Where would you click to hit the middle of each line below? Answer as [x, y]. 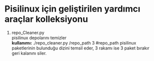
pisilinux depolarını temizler [39, 38]
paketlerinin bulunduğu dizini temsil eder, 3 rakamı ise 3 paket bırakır [80, 48]
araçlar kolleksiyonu [46, 19]
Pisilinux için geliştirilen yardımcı [72, 9]
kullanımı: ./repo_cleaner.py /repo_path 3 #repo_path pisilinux [74, 43]
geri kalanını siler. [29, 53]
